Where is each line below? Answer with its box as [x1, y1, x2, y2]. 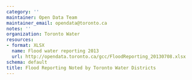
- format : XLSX [6, 43, 45, 49]
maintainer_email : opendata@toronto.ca [6, 20, 108, 26]
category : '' [6, 8, 39, 15]
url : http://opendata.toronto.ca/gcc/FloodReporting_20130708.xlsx [12, 54, 187, 60]
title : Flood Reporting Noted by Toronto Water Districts [6, 64, 156, 71]
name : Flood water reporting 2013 [12, 48, 99, 54]
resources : [6, 37, 34, 43]
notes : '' [6, 25, 32, 32]
